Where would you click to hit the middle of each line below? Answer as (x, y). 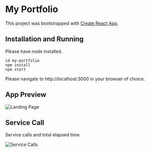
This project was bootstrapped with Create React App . (62, 23)
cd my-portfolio (22, 61)
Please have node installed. (34, 51)
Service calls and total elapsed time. (43, 135)
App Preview (26, 95)
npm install (18, 65)
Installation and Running (45, 39)
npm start (16, 69)
